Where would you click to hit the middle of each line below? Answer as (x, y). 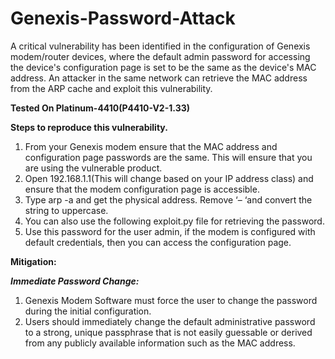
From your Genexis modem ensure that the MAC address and (151, 146)
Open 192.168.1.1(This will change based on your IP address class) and (169, 178)
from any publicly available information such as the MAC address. (160, 343)
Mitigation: (33, 261)
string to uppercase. (66, 210)
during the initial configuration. (88, 311)
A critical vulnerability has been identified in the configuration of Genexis (160, 46)
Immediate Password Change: (75, 281)
